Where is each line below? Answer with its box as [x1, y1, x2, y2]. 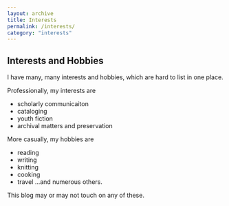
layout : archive [7, 10, 54, 17]
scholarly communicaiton [17, 100, 89, 108]
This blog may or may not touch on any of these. [7, 191, 144, 200]
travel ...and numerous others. [17, 178, 103, 186]
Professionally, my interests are [7, 87, 96, 95]
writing [17, 156, 37, 164]
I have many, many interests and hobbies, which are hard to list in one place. [7, 73, 223, 81]
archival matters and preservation [17, 122, 113, 130]
